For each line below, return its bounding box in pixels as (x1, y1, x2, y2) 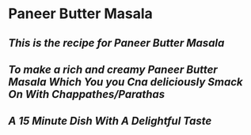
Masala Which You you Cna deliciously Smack (8, 75, 243, 88)
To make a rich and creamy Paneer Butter (8, 62, 218, 76)
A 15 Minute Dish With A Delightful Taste (8, 114, 212, 128)
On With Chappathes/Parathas (8, 88, 165, 101)
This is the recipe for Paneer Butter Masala (8, 36, 225, 50)
